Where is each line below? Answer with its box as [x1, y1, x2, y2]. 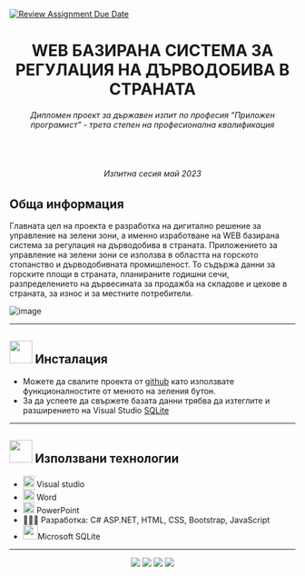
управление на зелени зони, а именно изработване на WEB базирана [9, 230, 280, 241]
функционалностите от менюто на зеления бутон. [22, 385, 216, 396]
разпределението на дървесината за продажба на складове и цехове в [9, 278, 288, 290]
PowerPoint [35, 504, 80, 515]
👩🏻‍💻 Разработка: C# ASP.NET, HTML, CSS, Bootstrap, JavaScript [22, 514, 271, 525]
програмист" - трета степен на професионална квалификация [30, 119, 275, 130]
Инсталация [34, 352, 108, 367]
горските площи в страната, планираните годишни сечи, [9, 269, 230, 280]
